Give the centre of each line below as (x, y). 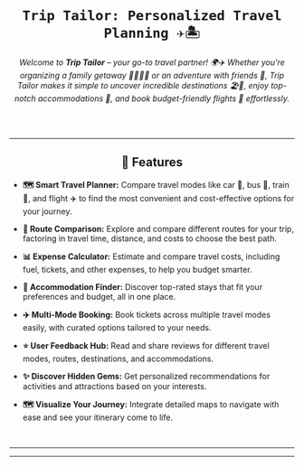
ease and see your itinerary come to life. (98, 417)
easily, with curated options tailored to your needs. (117, 327)
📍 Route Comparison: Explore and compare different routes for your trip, (158, 228)
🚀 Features (152, 162)
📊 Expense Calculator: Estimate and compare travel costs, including (151, 256)
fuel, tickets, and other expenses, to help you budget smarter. (137, 269)
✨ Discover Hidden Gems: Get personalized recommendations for (146, 376)
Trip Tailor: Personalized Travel (152, 16)
